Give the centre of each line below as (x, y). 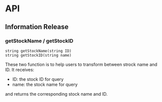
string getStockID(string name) (38, 55)
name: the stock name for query (45, 84)
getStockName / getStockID (39, 41)
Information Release (37, 27)
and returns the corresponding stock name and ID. (56, 94)
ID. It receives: (20, 69)
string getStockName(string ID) (38, 51)
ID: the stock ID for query (38, 79)
